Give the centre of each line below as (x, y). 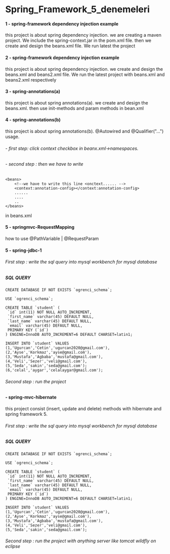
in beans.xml (19, 216)
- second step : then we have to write (44, 164)
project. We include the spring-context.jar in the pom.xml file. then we (78, 41)
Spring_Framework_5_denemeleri (78, 9)
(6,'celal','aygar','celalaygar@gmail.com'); (54, 371)
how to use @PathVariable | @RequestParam (52, 239)
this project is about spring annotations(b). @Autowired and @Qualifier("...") (84, 131)
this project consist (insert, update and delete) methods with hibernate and (83, 408)
